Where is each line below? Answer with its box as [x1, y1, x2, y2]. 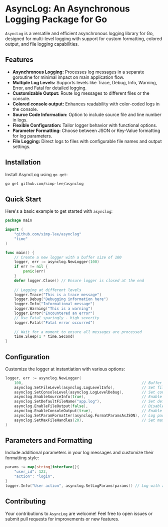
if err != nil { [14, 264, 48, 269]
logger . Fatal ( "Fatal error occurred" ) [14, 320, 95, 325]
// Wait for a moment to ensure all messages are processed [14, 329, 142, 334]
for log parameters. [12, 133, 52, 139]
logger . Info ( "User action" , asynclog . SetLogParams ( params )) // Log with [5, 483, 160, 488]
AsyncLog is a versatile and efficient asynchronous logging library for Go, [5, 30, 154, 36]
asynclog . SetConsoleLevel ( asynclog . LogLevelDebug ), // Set [14, 389, 155, 394]
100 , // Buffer [14, 380, 162, 385]
